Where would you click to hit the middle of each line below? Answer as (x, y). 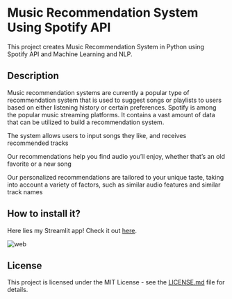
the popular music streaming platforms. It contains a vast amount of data (111, 114)
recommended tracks (38, 143)
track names (25, 191)
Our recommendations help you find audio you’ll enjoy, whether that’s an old (116, 156)
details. (18, 290)
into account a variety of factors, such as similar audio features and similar (114, 185)
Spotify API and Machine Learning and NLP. (70, 54)
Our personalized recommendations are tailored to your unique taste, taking (116, 177)
